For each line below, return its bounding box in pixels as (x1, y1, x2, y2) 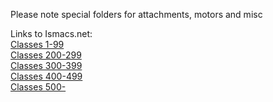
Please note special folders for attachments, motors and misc (10, 9, 263, 20)
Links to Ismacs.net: (10, 28, 93, 39)
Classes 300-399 (10, 60, 83, 71)
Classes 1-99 (10, 39, 65, 50)
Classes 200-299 (10, 49, 82, 61)
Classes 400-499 (10, 70, 83, 82)
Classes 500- (10, 81, 67, 93)
